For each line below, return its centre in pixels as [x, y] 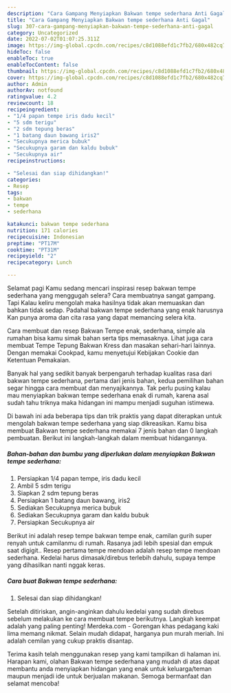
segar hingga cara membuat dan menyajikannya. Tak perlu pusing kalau [109, 388]
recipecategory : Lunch [40, 262]
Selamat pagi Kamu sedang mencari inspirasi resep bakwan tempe [101, 288]
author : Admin [27, 84]
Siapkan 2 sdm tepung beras [58, 493]
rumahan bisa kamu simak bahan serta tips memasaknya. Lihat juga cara [110, 338]
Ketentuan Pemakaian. [39, 360]
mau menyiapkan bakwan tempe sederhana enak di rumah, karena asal [108, 395]
